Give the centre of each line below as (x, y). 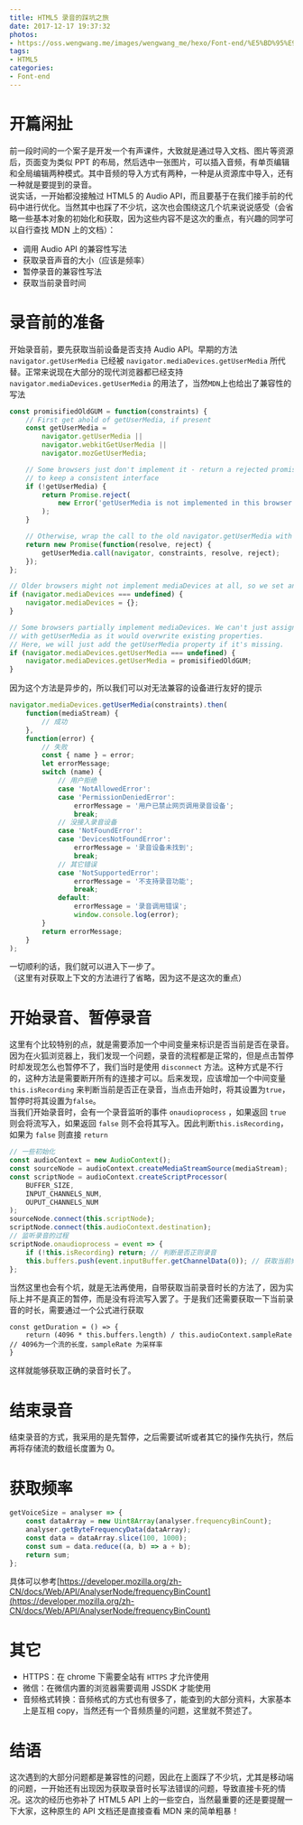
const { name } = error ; (88, 755)
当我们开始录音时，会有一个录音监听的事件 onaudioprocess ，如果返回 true (148, 1112)
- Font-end (30, 77)
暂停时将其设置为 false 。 (55, 1101)
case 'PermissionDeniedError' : (116, 797)
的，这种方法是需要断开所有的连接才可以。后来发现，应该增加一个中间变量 (147, 1079)
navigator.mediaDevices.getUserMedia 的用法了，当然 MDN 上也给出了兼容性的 (150, 383)
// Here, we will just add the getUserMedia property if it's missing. (147, 644)
